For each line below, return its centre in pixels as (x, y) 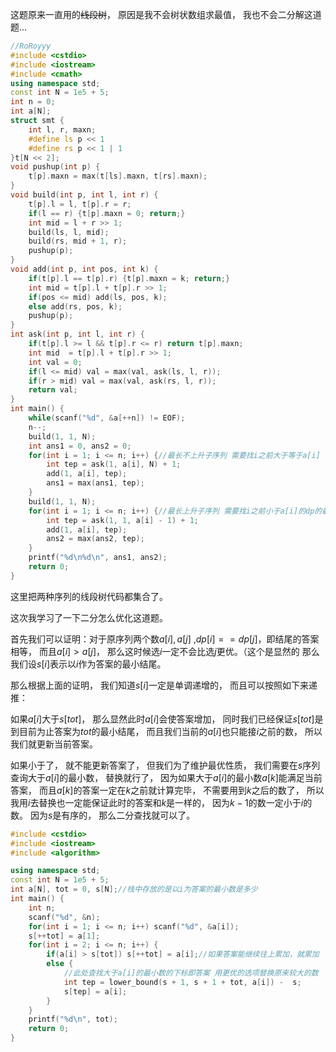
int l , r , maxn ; (62, 129)
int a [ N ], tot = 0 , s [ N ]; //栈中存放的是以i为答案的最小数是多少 (134, 889)
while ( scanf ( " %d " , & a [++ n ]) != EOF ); (107, 418)
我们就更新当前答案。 (54, 744)
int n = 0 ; (33, 102)
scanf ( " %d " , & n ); (64, 917)
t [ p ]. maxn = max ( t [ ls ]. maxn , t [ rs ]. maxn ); (118, 176)
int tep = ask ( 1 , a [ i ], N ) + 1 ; (114, 464)
